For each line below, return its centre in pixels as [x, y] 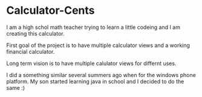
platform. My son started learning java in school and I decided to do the [95, 81]
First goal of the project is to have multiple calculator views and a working [98, 45]
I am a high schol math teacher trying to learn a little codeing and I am [93, 27]
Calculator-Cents [50, 11]
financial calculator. [31, 51]
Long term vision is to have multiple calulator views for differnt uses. [91, 63]
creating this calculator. [35, 33]
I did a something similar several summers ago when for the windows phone [101, 75]
